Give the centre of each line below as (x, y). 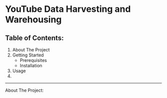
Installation (31, 66)
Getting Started (28, 55)
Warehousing (34, 20)
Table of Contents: (35, 38)
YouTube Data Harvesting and (68, 9)
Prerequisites (33, 60)
